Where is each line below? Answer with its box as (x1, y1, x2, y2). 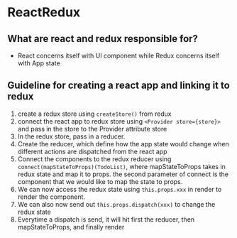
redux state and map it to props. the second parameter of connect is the (17, 170, 229, 178)
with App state (17, 59, 60, 67)
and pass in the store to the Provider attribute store (17, 124, 167, 133)
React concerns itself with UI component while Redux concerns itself (17, 51, 220, 60)
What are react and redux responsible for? (7, 33, 199, 45)
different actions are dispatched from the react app (17, 147, 167, 156)
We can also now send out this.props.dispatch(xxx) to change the (17, 200, 216, 208)
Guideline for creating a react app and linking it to (7, 80, 231, 92)
